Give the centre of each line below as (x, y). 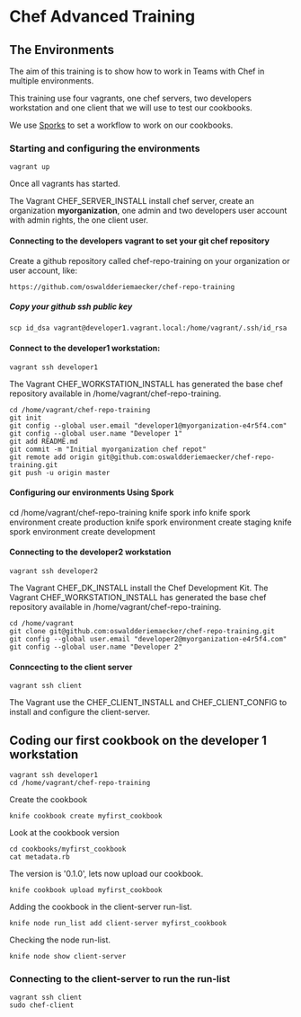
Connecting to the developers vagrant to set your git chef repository (139, 241)
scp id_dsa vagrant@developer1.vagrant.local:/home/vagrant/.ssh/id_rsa (148, 328)
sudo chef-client (42, 1005)
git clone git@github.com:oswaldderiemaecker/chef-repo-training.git (142, 632)
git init (26, 418)
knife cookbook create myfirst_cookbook (86, 816)
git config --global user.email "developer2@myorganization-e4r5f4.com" (148, 640)
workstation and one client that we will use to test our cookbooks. (131, 108)
